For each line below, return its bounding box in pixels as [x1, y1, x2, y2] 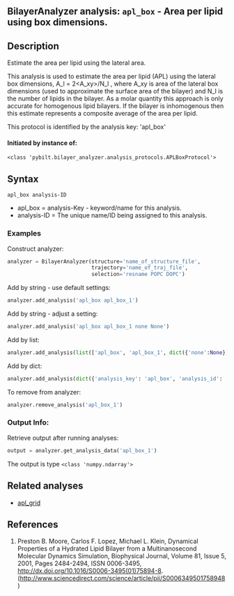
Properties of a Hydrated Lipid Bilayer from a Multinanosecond [17, 544, 197, 553]
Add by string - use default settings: [7, 284, 111, 292]
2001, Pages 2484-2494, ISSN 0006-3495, [17, 559, 142, 567]
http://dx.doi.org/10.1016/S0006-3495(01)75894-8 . [17, 567, 164, 575]
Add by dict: [7, 362, 42, 370]
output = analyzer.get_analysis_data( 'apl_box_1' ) [7, 447, 157, 454]
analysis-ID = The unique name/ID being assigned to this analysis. [17, 211, 208, 220]
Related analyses [7, 480, 84, 492]
